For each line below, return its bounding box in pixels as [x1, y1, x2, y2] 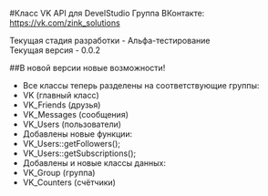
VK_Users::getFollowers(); [22, 139, 121, 149]
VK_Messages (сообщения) [22, 109, 129, 119]
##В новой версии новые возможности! [9, 63, 166, 73]
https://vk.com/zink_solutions [9, 17, 120, 28]
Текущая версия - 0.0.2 [9, 45, 101, 56]
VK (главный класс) [22, 90, 99, 100]
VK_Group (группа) [22, 168, 96, 178]
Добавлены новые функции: [22, 129, 133, 139]
